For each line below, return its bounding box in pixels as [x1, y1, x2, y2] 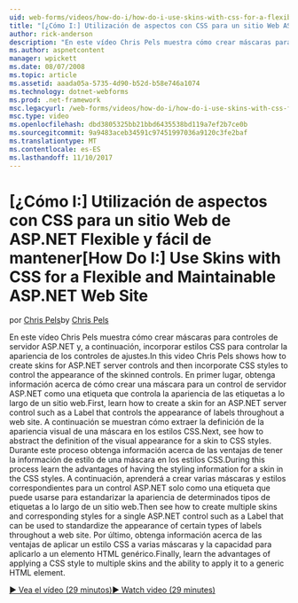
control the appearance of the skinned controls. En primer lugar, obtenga [9, 370, 276, 380]
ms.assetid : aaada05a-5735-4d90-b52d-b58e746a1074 [9, 79, 200, 88]
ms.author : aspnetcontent [9, 46, 105, 55]
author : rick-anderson [9, 29, 93, 38]
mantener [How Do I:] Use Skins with [9, 247, 281, 268]
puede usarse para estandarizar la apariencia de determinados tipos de [9, 492, 271, 503]
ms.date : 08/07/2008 [9, 63, 86, 72]
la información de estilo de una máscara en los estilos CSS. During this [9, 454, 266, 466]
